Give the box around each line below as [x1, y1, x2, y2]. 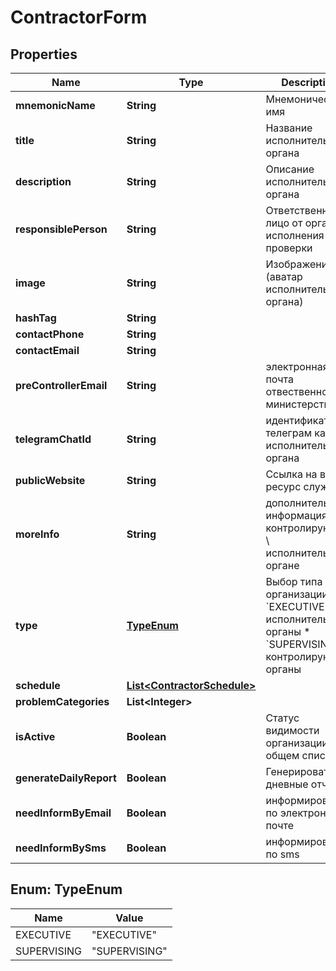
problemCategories [15, 695, 110, 708]
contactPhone [15, 327, 85, 341]
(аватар [265, 270, 303, 283]
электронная [265, 360, 329, 373]
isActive [15, 730, 56, 743]
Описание [265, 162, 315, 176]
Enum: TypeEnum [10, 881, 123, 898]
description [15, 175, 72, 188]
